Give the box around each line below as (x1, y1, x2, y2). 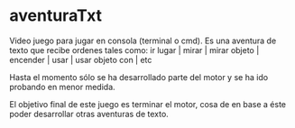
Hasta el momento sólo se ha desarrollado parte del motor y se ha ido (9, 71, 269, 82)
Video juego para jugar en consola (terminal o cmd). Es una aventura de (9, 35, 277, 46)
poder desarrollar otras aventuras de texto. (9, 108, 169, 119)
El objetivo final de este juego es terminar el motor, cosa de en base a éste (9, 98, 287, 109)
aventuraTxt (9, 5, 102, 26)
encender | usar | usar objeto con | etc (9, 54, 152, 65)
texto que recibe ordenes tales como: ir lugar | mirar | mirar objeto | (9, 44, 260, 55)
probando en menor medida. (9, 81, 115, 92)
